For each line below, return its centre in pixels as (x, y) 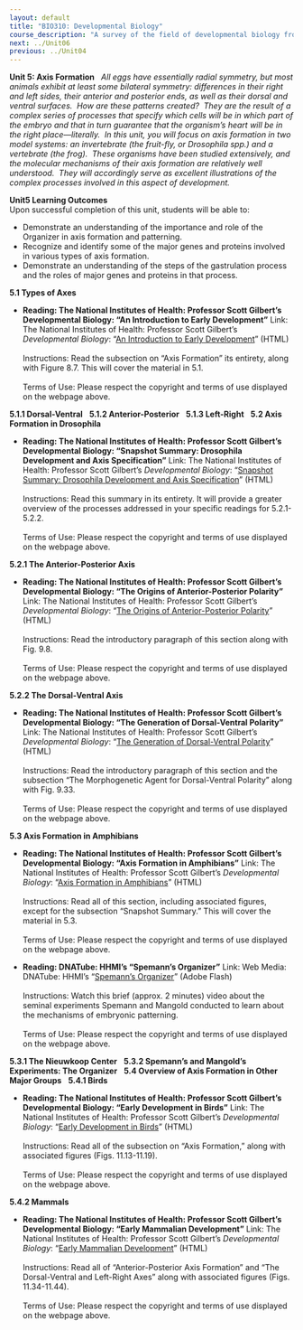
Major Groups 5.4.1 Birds (59, 1081)
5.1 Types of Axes (43, 293)
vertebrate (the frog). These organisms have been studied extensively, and (150, 154)
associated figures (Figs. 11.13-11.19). (90, 1156)
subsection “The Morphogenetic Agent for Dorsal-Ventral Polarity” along (157, 780)
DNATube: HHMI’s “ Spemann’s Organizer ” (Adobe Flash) (127, 977)
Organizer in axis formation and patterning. (102, 237)
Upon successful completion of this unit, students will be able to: (129, 210)
